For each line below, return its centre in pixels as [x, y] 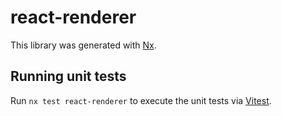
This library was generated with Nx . [83, 45]
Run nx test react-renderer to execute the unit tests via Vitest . [141, 100]
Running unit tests [68, 76]
